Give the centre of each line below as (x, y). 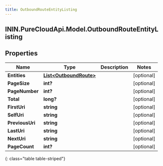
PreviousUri (21, 123)
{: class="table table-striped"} (35, 158)
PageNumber (23, 91)
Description (114, 67)
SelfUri (16, 115)
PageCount (21, 147)
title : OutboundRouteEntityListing (41, 9)
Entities (17, 75)
